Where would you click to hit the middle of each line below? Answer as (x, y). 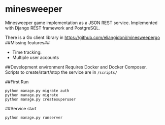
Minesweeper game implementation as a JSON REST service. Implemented (81, 23)
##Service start (21, 108)
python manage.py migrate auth (37, 91)
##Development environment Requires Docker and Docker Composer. (76, 67)
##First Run (17, 82)
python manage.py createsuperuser (41, 99)
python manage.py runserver (34, 117)
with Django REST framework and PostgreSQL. (52, 28)
